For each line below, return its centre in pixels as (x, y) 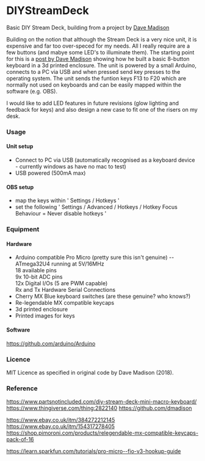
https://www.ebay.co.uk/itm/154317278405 (60, 427)
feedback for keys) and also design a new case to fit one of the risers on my (102, 109)
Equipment (23, 230)
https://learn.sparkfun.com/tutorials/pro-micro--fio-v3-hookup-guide (94, 451)
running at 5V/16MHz (78, 264)
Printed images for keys (45, 316)
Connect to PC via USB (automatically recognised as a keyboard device (105, 160)
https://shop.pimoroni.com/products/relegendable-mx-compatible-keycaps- (103, 433)
